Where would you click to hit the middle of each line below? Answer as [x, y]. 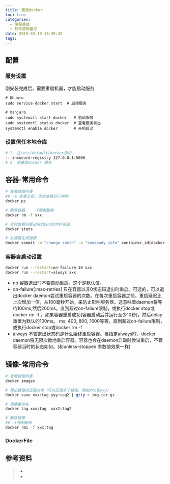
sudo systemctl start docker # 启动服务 [49, 118]
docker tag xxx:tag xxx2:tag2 [38, 409]
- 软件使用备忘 [24, 29]
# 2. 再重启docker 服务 [29, 163]
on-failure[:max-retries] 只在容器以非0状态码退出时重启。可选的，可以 [86, 289]
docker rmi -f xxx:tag [29, 428]
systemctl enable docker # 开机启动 [49, 128]
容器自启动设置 [24, 257]
